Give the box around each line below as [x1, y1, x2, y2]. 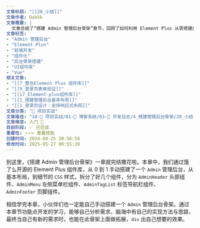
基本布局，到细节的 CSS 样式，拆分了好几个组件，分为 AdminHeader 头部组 [6, 173, 185, 180]
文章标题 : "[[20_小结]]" [6, 8, 62, 15]
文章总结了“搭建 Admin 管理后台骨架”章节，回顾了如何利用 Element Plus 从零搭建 [11, 25, 193, 31]
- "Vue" [6, 69, 26, 75]
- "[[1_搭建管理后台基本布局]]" [6, 97, 77, 103]
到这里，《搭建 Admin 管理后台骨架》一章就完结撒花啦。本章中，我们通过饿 [6, 158, 189, 165]
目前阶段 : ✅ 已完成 [6, 125, 49, 131]
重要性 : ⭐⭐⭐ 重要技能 [6, 130, 55, 137]
